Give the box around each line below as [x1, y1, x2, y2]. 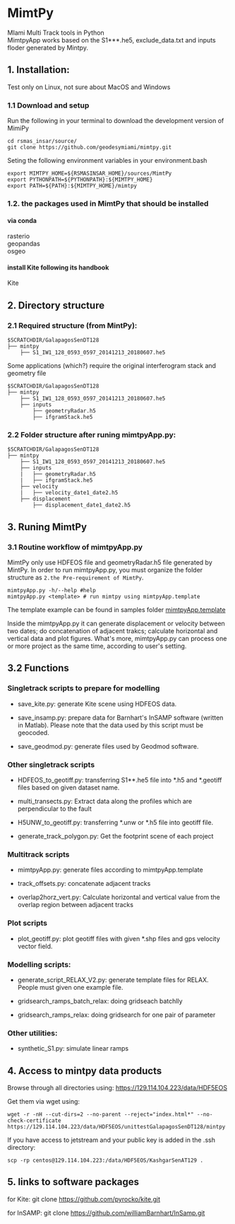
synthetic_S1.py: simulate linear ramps [17, 1044, 129, 1053]
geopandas [7, 239, 40, 248]
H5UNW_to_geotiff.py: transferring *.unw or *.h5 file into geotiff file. [17, 819, 214, 827]
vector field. [17, 942, 53, 950]
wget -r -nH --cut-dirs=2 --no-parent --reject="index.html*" [7, 1111, 194, 1119]
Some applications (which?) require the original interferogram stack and [7, 362, 217, 370]
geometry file [7, 369, 47, 378]
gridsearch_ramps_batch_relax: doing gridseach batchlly [17, 996, 183, 1005]
